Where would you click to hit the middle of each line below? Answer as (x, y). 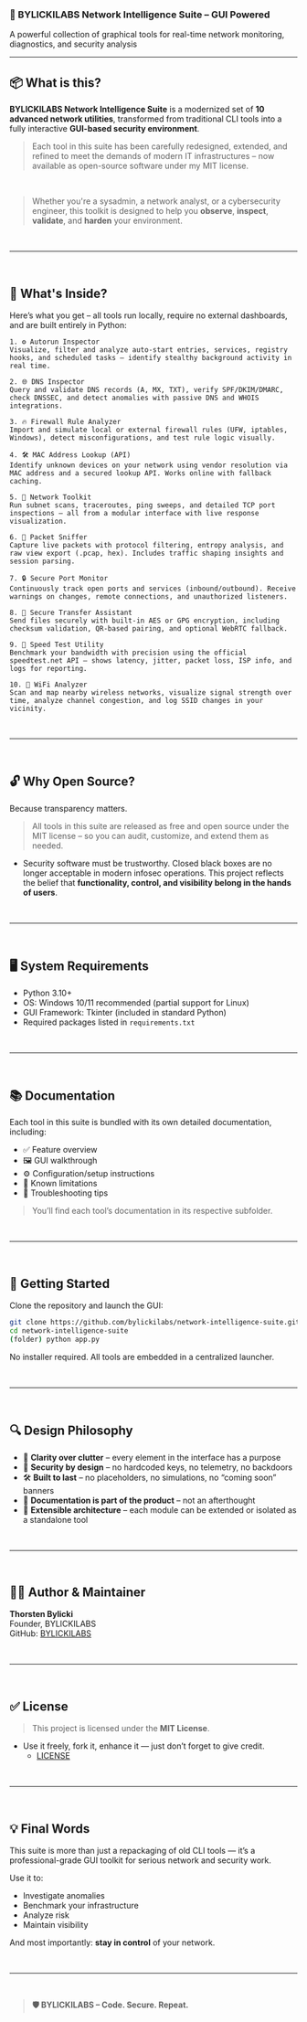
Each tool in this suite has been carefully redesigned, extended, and (159, 146)
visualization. (38, 521)
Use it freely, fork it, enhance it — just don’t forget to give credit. (143, 1746)
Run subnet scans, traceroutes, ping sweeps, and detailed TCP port (143, 505)
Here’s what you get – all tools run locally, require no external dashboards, (148, 315)
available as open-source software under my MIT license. (140, 166)
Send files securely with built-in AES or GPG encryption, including (145, 621)
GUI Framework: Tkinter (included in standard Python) (124, 1012)
